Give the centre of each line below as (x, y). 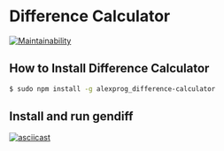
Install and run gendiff (71, 117)
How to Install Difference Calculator (109, 68)
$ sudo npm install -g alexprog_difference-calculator (112, 89)
